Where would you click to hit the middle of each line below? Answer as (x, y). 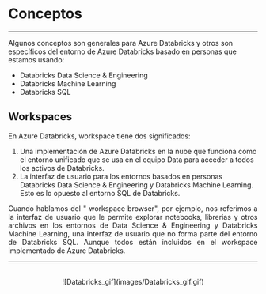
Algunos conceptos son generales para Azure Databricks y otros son (121, 43)
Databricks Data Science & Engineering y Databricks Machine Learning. (137, 185)
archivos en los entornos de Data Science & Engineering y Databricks (133, 225)
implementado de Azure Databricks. (67, 251)
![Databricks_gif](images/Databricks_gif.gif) (133, 281)
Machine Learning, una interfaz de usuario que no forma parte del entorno (133, 233)
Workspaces (40, 117)
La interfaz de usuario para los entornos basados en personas (121, 176)
